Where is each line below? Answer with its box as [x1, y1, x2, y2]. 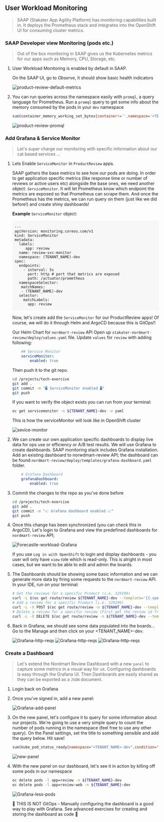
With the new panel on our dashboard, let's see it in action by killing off [12, 763, 155, 769]
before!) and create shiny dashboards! [12, 201, 89, 207]
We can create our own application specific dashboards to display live [12, 436, 154, 442]
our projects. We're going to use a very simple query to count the [12, 720, 143, 725]
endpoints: [19, 263, 41, 268]
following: [12, 340, 32, 346]
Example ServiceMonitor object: [12, 211, 77, 217]
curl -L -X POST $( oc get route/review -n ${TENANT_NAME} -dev [12, 605, 142, 610]
